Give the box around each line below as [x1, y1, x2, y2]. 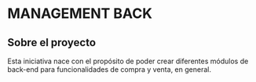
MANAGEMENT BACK [7, 5, 152, 23]
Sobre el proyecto [7, 36, 96, 49]
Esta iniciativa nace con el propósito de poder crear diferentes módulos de [7, 56, 249, 66]
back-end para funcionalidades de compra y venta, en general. [7, 65, 211, 74]
